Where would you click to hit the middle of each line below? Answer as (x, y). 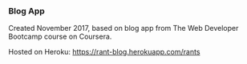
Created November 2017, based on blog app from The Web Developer (123, 28)
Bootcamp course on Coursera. (60, 36)
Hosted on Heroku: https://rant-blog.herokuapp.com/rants (104, 52)
